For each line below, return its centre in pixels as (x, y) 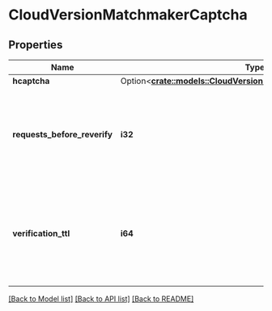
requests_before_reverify (63, 134)
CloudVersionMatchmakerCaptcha (128, 15)
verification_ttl (41, 233)
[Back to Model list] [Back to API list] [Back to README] (101, 299)
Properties (36, 45)
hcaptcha (31, 81)
